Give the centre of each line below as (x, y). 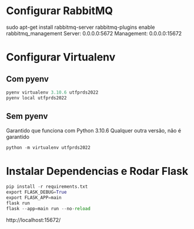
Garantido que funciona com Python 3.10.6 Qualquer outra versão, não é (93, 130)
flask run (18, 203)
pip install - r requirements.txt (47, 187)
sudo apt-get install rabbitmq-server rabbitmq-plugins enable (81, 27)
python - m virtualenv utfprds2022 (48, 147)
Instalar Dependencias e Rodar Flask (97, 171)
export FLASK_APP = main (34, 198)
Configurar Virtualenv (61, 57)
